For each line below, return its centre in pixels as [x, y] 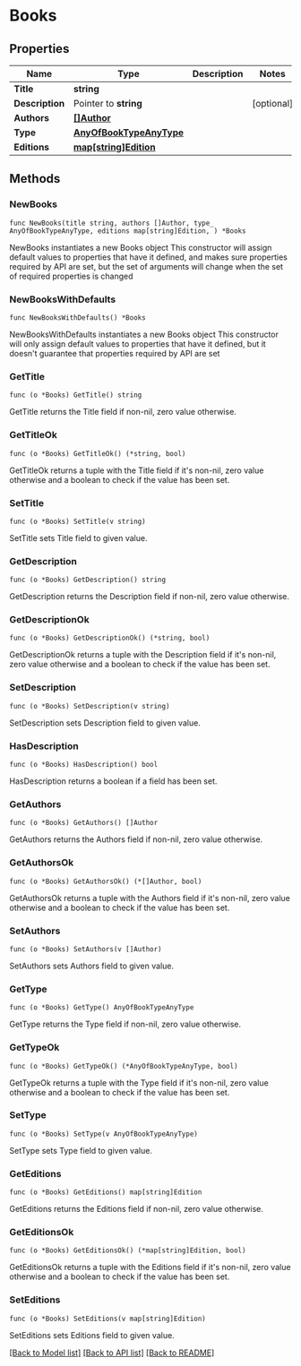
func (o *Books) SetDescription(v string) [90, 706]
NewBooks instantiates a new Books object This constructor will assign [141, 247]
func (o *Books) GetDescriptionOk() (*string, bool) [110, 638]
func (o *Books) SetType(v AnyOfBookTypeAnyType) [104, 1134]
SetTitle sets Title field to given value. [78, 537]
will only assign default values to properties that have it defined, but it [138, 344]
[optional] [273, 103]
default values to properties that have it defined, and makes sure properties [149, 257]
